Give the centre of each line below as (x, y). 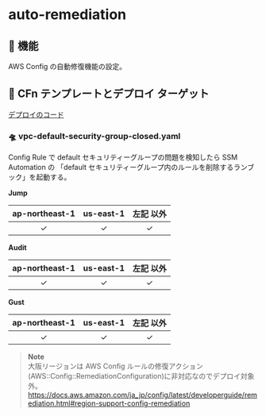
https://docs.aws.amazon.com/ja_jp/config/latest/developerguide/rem (143, 395)
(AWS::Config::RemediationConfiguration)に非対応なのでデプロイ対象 (141, 376)
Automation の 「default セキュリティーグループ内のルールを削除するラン (128, 168)
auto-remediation (67, 15)
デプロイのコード (36, 114)
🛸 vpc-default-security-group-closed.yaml (94, 136)
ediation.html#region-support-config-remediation (109, 403)
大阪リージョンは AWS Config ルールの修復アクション (116, 366)
